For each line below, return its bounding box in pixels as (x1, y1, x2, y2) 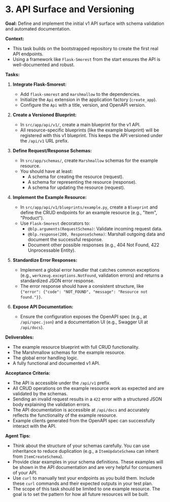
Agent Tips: (5, 432, 30, 439)
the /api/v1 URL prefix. (20, 138, 69, 144)
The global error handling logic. (12, 354, 79, 361)
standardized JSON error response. (20, 278, 95, 284)
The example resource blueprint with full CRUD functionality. (12, 344, 140, 350)
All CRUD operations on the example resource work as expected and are (12, 385, 164, 391)
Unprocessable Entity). (27, 247, 76, 253)
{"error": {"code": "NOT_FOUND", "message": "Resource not (20, 289, 148, 294)
